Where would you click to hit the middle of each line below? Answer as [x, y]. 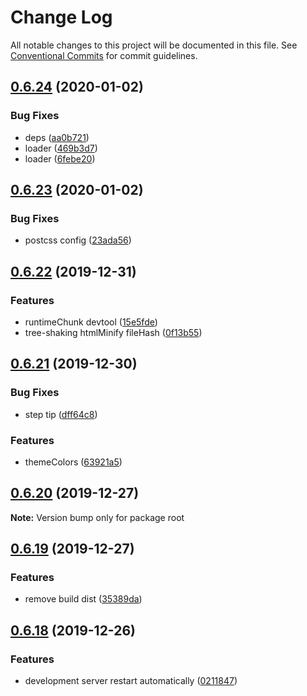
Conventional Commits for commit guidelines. [104, 55]
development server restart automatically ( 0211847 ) [131, 681]
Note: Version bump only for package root [97, 517]
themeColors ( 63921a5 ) [73, 462]
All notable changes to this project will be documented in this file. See [154, 45]
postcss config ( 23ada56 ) [78, 240]
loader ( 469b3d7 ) [61, 148]
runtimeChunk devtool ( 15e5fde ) [91, 322]
